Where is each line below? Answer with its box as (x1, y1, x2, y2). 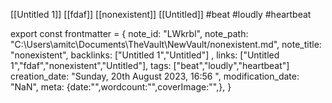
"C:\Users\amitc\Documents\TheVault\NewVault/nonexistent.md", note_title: (10, 39, 322, 50)
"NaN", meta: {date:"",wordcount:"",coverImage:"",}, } (10, 81, 232, 93)
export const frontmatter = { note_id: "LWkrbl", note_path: (10, 28, 249, 39)
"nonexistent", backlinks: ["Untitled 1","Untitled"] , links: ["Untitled (10, 49, 280, 61)
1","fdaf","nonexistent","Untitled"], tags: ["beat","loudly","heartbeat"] (10, 60, 290, 71)
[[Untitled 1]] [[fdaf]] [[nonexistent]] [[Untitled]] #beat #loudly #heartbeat (10, 9, 312, 20)
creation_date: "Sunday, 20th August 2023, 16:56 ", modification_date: (10, 70, 300, 82)
